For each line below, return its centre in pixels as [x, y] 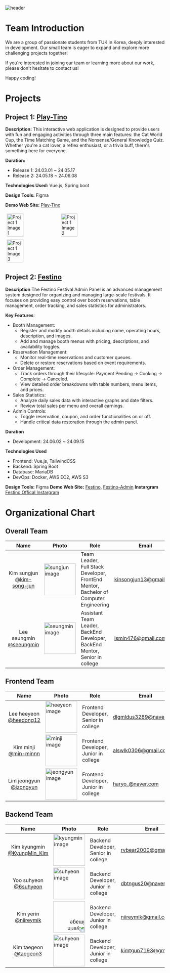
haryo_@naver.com [136, 784]
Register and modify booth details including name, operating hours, [90, 330]
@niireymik [28, 920]
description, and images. [46, 336]
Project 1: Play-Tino [36, 117]
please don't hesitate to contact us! [42, 68]
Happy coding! [21, 78]
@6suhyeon [28, 887]
